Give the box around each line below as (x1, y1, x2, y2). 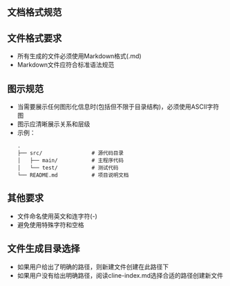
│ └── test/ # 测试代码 (17, 165, 119, 172)
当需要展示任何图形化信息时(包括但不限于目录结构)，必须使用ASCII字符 (17, 102, 220, 111)
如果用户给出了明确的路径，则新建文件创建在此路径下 (17, 262, 169, 271)
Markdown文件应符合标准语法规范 (17, 61, 115, 69)
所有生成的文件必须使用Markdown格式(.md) (17, 52, 142, 60)
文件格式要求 (7, 32, 62, 44)
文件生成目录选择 (7, 243, 80, 255)
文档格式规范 (7, 6, 62, 19)
